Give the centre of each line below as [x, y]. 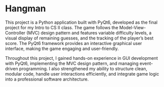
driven [12, 68]
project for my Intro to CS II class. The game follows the [62, 27]
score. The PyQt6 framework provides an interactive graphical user [74, 43]
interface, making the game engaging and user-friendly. [62, 48]
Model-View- [133, 27]
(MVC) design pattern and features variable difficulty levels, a [89, 33]
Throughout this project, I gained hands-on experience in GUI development [82, 58]
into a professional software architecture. [47, 79]
